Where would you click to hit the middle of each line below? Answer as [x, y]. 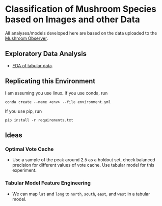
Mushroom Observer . [27, 38]
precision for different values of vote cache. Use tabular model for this [83, 165]
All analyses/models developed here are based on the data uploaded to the [81, 33]
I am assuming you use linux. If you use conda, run [56, 93]
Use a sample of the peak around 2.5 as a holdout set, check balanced [84, 160]
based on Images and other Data [73, 19]
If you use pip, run [24, 111]
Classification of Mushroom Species [81, 9]
